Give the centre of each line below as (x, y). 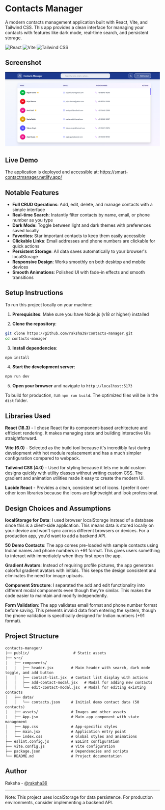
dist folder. (17, 401)
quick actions (26, 246)
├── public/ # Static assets (56, 653)
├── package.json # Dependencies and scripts (67, 751)
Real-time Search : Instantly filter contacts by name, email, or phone (81, 215)
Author (16, 771)
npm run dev (17, 377)
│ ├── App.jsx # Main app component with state (72, 717)
